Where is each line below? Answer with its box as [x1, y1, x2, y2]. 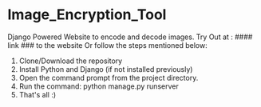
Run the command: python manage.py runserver [18, 81, 179, 91]
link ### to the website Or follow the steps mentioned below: [7, 40, 208, 50]
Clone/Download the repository [18, 56, 123, 65]
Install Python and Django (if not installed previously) [18, 64, 193, 73]
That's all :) [18, 89, 57, 99]
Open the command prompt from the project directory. [18, 73, 199, 82]
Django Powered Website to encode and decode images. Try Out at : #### [7, 32, 253, 42]
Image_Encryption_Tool [7, 6, 167, 24]
